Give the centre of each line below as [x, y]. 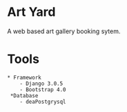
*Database [24, 95]
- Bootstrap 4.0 [43, 90]
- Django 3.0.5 [41, 84]
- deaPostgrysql [43, 102]
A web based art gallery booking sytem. [64, 31]
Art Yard [31, 12]
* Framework [24, 77]
